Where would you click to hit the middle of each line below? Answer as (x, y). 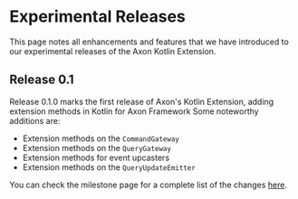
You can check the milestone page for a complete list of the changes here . (149, 185)
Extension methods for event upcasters (96, 157)
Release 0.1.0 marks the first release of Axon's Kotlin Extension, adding (142, 101)
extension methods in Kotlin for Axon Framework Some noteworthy (135, 111)
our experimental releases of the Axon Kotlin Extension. (113, 51)
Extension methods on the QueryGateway (97, 147)
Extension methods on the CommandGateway (101, 138)
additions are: (35, 120)
